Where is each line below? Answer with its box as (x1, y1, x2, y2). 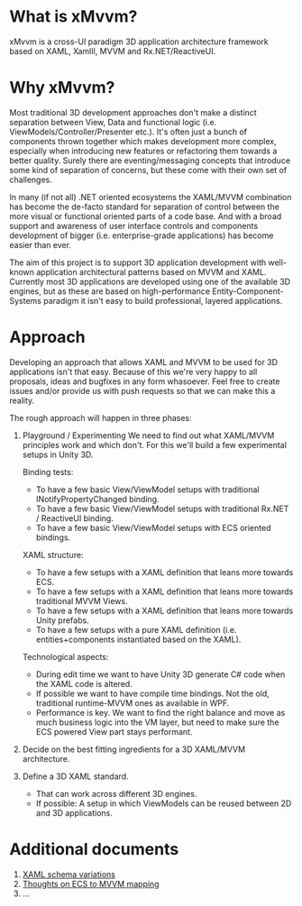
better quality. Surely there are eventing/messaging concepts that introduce (9, 155, 291, 166)
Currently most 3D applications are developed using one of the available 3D (9, 276, 291, 287)
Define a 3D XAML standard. (22, 771, 129, 782)
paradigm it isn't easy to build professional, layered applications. (43, 295, 283, 306)
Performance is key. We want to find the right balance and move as (35, 707, 286, 718)
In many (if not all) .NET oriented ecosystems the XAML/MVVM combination (9, 191, 292, 202)
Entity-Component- (211, 286, 284, 297)
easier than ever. (9, 239, 72, 250)
